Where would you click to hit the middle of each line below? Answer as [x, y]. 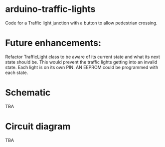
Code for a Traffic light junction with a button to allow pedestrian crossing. [82, 23]
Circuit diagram [38, 126]
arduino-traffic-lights [50, 9]
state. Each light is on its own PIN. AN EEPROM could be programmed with [82, 67]
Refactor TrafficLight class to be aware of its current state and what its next [83, 57]
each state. [17, 73]
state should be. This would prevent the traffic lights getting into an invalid [81, 62]
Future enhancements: [53, 43]
